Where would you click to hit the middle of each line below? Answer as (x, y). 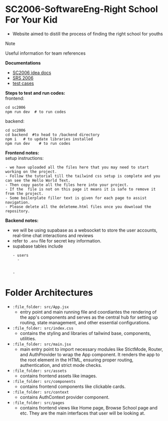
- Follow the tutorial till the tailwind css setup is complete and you (83, 176)
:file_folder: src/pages (38, 403)
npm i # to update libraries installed (49, 139)
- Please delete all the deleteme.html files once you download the (78, 206)
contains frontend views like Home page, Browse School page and (89, 407)
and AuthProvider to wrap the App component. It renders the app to (90, 354)
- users (20, 255)
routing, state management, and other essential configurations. (85, 322)
